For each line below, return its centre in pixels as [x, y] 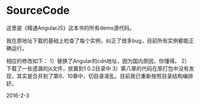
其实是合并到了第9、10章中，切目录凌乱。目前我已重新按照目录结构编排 [105, 76]
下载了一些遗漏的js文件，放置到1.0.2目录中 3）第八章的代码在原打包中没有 [98, 68]
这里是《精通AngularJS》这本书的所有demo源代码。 [70, 28]
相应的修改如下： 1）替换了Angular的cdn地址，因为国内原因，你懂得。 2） [98, 61]
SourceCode [38, 11]
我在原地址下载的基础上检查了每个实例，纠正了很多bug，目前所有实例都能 [98, 40]
